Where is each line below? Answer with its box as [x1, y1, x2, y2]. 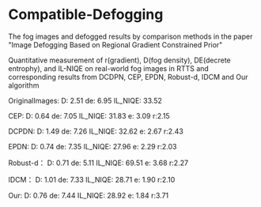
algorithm [8, 81, 40, 90]
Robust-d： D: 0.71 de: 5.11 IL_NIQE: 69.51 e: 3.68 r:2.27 [8, 158, 188, 167]
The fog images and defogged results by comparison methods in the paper [8, 32, 253, 41]
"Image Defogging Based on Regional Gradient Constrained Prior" [8, 40, 223, 49]
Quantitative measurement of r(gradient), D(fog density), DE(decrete [8, 55, 231, 65]
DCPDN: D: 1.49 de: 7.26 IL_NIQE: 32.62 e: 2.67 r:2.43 [8, 126, 183, 136]
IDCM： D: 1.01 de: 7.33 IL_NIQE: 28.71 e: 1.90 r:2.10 [8, 175, 176, 184]
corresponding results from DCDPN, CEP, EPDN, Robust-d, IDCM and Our [8, 72, 248, 81]
